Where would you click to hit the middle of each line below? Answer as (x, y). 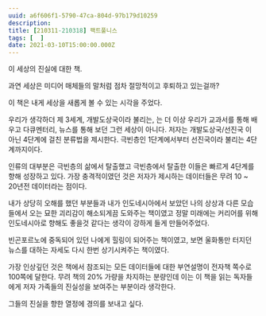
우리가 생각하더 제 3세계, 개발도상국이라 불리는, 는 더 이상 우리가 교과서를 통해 (129, 119)
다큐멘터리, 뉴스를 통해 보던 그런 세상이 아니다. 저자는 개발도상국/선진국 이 (137, 130)
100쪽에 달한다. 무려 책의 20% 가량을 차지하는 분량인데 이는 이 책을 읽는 (120, 277)
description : (30, 23)
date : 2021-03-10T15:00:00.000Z (62, 45)
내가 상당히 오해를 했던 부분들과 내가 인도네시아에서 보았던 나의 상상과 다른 (124, 203)
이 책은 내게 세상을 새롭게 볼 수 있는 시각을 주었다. (85, 103)
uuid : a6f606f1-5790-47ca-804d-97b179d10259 (83, 16)
